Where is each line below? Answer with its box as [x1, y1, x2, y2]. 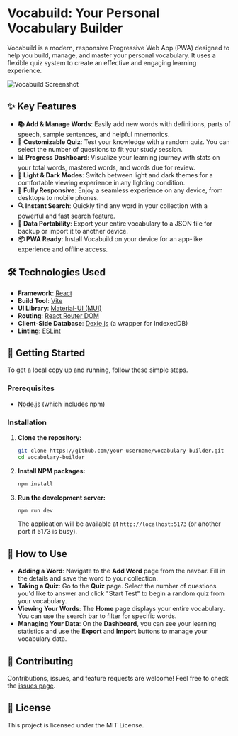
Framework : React [17, 289, 73, 297]
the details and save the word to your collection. [17, 574, 158, 583]
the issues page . [7, 681, 56, 690]
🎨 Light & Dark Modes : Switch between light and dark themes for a [17, 170, 214, 179]
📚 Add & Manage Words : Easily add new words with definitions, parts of [17, 119, 231, 128]
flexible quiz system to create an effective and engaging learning [7, 58, 197, 67]
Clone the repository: [17, 433, 82, 441]
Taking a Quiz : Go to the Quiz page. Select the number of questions [17, 582, 217, 591]
